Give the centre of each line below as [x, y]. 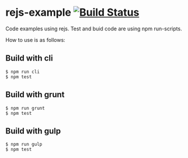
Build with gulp [33, 131]
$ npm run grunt [25, 108]
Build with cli [29, 58]
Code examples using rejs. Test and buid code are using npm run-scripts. [94, 29]
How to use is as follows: [35, 40]
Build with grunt [35, 95]
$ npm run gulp [24, 145]
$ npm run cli [23, 72]
